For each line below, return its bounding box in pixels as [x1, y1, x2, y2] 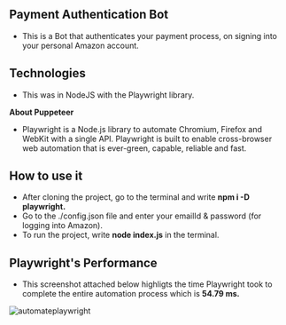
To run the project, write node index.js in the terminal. [21, 230, 220, 241]
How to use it [9, 169, 83, 184]
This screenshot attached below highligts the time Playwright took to [21, 279, 273, 289]
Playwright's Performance [9, 255, 158, 270]
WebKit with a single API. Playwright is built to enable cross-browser [21, 133, 273, 144]
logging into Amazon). [21, 220, 104, 231]
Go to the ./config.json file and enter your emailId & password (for [21, 210, 262, 221]
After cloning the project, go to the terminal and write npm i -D [21, 192, 250, 202]
